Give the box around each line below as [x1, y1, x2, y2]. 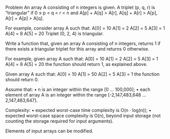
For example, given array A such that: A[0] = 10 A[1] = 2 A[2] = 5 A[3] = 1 [5, 56, 158, 62]
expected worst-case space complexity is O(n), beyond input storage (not [5, 112, 161, 119]
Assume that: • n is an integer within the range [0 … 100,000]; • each [5, 86, 151, 92]
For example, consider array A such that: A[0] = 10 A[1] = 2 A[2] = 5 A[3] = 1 [5, 25, 165, 31]
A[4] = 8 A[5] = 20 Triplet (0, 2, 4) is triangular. [5, 31, 104, 36]
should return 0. [5, 77, 39, 82]
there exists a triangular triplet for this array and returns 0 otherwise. [5, 46, 150, 52]
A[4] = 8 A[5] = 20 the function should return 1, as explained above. [5, 61, 148, 67]
